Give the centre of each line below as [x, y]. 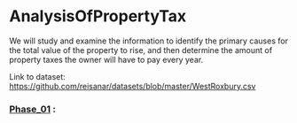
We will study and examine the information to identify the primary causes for [148, 41]
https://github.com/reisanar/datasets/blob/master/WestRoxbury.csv [133, 86]
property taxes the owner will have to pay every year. [106, 59]
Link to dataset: [38, 76]
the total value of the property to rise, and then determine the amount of [141, 50]
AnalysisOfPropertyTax [98, 16]
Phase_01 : [32, 109]
